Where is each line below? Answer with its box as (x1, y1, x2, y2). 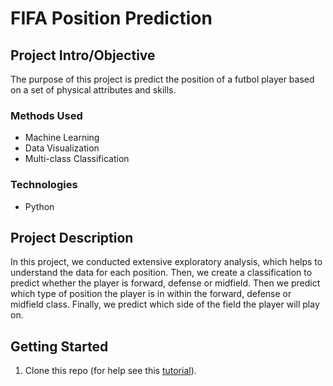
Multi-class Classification (24, 153, 130, 165)
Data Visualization (24, 142, 100, 154)
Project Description (10, 229, 134, 246)
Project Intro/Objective (10, 47, 156, 64)
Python (24, 200, 55, 212)
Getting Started (10, 338, 109, 355)
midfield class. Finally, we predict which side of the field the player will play (10, 298, 320, 311)
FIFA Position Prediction (10, 7, 213, 30)
